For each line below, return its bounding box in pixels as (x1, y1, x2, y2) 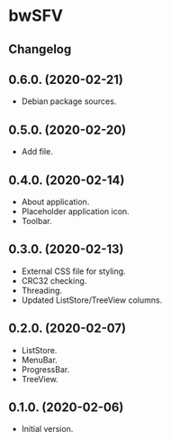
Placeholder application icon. (21, 206, 130, 217)
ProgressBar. (21, 363, 70, 375)
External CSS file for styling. (21, 266, 127, 277)
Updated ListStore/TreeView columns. (21, 295, 163, 305)
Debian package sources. (21, 96, 117, 107)
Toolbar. (21, 216, 52, 227)
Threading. (21, 285, 63, 296)
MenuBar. (21, 354, 58, 365)
